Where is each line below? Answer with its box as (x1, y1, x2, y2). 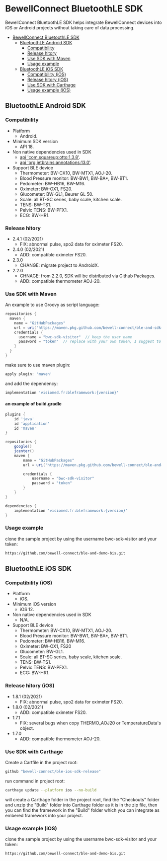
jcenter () (14, 449, 35, 454)
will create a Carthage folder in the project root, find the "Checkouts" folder (5, 796, 160, 802)
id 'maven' (14, 426, 37, 431)
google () (14, 444, 32, 449)
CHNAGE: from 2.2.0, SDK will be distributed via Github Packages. (19, 273, 156, 279)
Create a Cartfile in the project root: (5, 759, 78, 765)
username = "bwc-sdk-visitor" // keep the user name (18, 334, 133, 339)
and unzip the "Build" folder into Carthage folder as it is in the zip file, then (5, 802, 158, 808)
